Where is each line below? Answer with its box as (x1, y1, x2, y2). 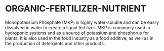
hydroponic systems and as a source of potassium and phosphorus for (5, 30, 149, 36)
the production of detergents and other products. (5, 40, 105, 46)
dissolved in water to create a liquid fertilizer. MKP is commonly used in (5, 24, 151, 30)
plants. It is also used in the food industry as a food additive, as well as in (5, 35, 154, 41)
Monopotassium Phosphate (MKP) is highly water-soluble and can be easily (5, 19, 160, 25)
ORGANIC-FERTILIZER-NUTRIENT (5, 3, 147, 14)
